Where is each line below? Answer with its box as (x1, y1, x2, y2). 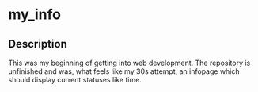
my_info (8, 6, 62, 24)
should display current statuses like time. (8, 75, 142, 84)
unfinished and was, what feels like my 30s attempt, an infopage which (8, 67, 240, 76)
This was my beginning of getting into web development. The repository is (8, 58, 251, 67)
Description (8, 37, 67, 51)
